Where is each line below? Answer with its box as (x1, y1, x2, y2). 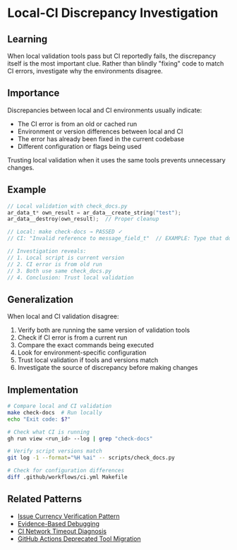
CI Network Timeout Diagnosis (17, 527, 107, 535)
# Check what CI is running (7, 429, 90, 436)
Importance (7, 87, 60, 100)
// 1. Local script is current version (7, 254, 125, 261)
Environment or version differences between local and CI (17, 127, 183, 136)
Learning (7, 33, 48, 45)
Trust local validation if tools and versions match (17, 356, 159, 364)
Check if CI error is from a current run (17, 333, 128, 342)
